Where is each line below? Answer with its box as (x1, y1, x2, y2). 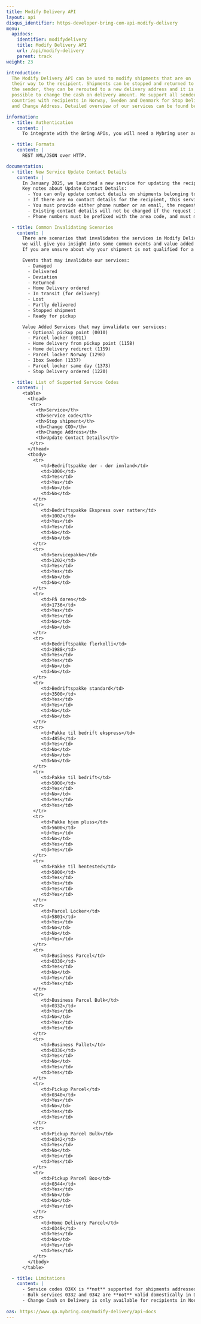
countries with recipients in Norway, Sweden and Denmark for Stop (11, 98, 184, 104)
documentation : (6, 163, 44, 169)
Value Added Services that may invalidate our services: (22, 324, 167, 330)
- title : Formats (11, 141, 55, 147)
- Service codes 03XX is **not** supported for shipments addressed (22, 1286, 197, 1292)
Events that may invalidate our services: (22, 257, 130, 263)
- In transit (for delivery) (28, 291, 100, 297)
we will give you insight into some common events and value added (22, 241, 194, 247)
